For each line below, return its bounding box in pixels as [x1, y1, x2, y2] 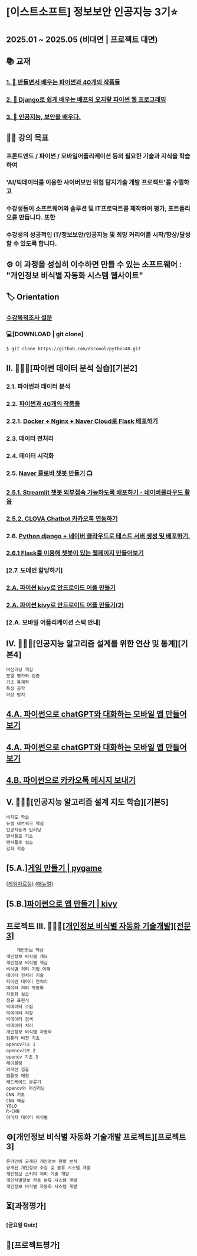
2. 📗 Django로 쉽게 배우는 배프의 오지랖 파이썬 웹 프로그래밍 [6, 95, 166, 103]
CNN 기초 [6, 1091, 25, 1098]
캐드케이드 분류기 [6, 1079, 41, 1085]
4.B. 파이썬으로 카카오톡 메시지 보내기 [6, 775, 136, 786]
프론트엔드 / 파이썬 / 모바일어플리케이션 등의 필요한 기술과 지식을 [6, 152, 178, 160]
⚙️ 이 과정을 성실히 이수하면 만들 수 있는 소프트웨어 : [6, 259, 182, 269]
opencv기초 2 [6, 1047, 36, 1053]
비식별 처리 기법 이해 [6, 966, 51, 972]
